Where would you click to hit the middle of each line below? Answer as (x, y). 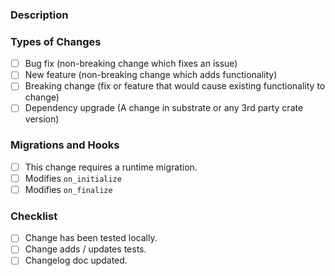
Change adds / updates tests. (85, 249)
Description (39, 15)
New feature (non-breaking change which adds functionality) (151, 75)
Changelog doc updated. (76, 260)
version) (42, 119)
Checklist (34, 216)
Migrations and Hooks (65, 145)
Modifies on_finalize (68, 189)
